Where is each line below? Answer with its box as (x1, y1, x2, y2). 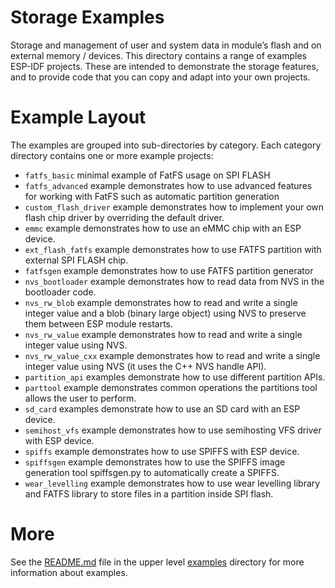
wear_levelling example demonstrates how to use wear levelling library (24, 477, 321, 489)
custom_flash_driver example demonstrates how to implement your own (24, 201, 325, 213)
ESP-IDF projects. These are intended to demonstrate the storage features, (10, 60, 319, 72)
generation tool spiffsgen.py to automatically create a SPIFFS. (24, 466, 280, 478)
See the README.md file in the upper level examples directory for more (10, 556, 305, 568)
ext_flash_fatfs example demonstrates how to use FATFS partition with (24, 243, 322, 255)
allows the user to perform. (24, 392, 137, 404)
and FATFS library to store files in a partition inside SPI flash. (24, 487, 274, 500)
